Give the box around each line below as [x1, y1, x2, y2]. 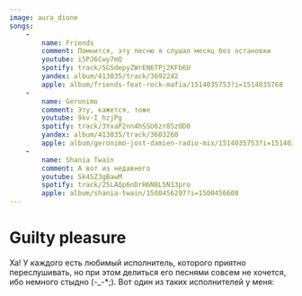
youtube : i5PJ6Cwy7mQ [41, 55, 123, 64]
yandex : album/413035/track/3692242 [41, 72, 179, 81]
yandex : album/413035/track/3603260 [41, 130, 179, 139]
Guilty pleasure [9, 228, 127, 248]
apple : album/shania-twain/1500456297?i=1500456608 [41, 189, 240, 198]
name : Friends [41, 38, 94, 48]
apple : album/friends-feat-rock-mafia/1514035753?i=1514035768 [41, 80, 283, 89]
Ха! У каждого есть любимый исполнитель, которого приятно [9, 257, 246, 268]
